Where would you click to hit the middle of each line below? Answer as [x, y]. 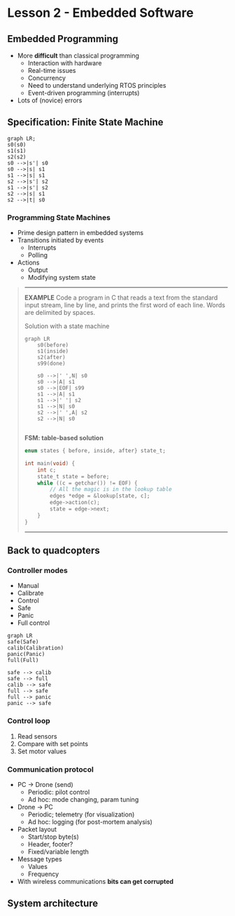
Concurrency [47, 78]
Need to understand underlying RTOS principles [97, 85]
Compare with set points [53, 743]
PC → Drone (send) [45, 785]
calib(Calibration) [36, 648]
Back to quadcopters [54, 551]
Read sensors [37, 736]
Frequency [43, 874]
